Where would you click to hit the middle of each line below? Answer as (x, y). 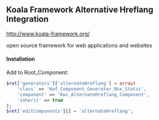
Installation (20, 59)
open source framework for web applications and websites (79, 45)
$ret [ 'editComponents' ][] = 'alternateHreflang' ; (70, 111)
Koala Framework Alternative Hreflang (80, 10)
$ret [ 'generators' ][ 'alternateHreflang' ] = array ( (71, 83)
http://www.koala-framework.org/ (48, 34)
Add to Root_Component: (37, 73)
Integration (28, 19)
